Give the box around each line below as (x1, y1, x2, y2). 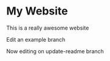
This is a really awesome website (6, 24, 89, 31)
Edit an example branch (6, 36, 66, 43)
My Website (6, 4, 68, 18)
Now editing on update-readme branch (6, 47, 105, 55)
